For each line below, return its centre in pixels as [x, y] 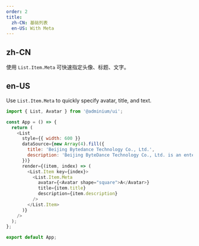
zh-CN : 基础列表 [30, 23]
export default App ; [32, 238]
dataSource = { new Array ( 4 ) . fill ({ [63, 144]
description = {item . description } [78, 194]
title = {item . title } [62, 188]
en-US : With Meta [33, 28]
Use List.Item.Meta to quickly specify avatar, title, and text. [79, 100]
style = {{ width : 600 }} [51, 139]
